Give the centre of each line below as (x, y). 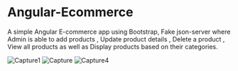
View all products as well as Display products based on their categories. (113, 46)
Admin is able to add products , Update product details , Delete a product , (116, 39)
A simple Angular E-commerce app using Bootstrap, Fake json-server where (119, 32)
